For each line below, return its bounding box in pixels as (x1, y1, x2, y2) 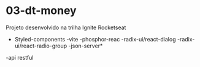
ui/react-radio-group (14, 42, 67, 49)
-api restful (6, 54, 34, 61)
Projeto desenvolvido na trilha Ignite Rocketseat (6, 24, 126, 31)
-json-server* (68, 42, 103, 49)
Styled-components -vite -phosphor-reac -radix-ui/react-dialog (14, 35, 176, 43)
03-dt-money (6, 4, 77, 18)
